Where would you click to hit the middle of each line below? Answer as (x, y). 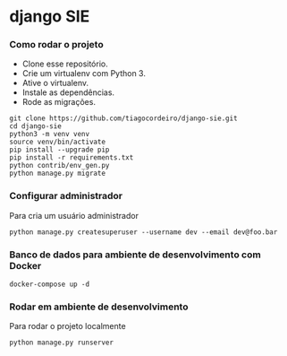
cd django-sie (36, 126)
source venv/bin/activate (57, 142)
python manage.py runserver (62, 343)
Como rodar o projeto (57, 45)
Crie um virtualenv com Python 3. (84, 74)
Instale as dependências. (68, 92)
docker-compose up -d (50, 284)
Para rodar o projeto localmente (68, 326)
